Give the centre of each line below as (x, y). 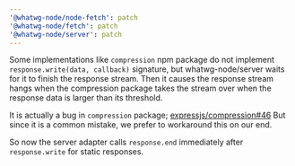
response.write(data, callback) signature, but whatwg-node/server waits (147, 69)
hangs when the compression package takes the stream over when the (140, 88)
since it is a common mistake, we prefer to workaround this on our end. (141, 125)
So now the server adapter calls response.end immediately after (126, 142)
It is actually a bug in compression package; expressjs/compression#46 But (147, 115)
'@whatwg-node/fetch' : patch (64, 26)
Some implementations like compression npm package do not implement (142, 60)
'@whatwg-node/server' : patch (66, 34)
